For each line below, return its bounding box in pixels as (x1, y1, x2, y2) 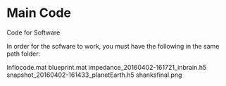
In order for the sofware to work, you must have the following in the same (6, 42, 220, 50)
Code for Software (6, 28, 61, 37)
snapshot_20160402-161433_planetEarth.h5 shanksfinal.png (6, 70, 182, 79)
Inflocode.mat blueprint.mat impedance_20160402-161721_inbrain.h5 (6, 63, 207, 71)
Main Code (6, 5, 72, 21)
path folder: (6, 49, 40, 58)
